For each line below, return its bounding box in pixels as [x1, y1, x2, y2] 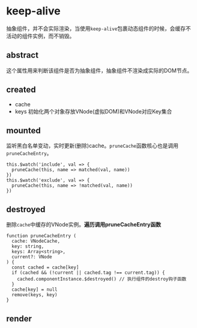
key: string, [11, 243, 44, 250]
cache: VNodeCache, [11, 238, 61, 244]
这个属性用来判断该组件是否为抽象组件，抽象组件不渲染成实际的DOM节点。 [6, 67, 193, 74]
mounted [6, 125, 41, 136]
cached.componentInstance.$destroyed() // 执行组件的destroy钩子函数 [17, 276, 187, 282]
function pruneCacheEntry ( [6, 233, 77, 239]
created [6, 85, 36, 95]
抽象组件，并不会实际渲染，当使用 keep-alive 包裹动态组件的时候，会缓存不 [6, 25, 191, 32]
